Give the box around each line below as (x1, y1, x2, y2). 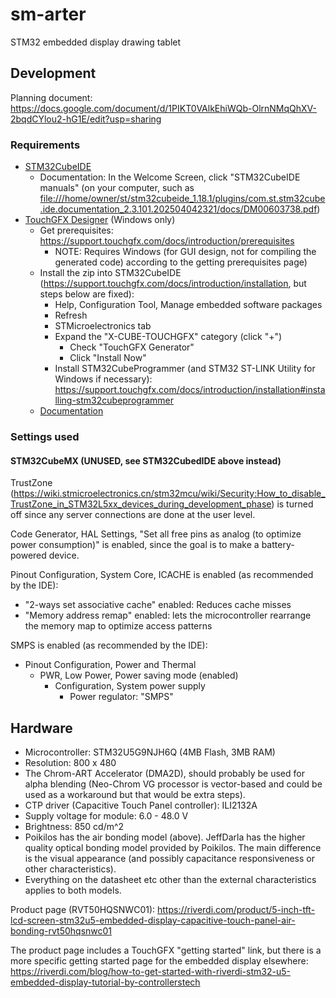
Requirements (10, 138, 81, 152)
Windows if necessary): (54, 373, 153, 385)
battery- (261, 539, 295, 551)
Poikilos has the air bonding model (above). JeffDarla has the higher (24, 831, 306, 843)
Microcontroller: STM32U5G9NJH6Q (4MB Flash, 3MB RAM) (24, 746, 276, 758)
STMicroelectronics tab (54, 320, 152, 332)
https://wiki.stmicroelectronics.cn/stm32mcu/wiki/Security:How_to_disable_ (13, 488, 326, 500)
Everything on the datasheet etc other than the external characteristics (24, 873, 317, 885)
